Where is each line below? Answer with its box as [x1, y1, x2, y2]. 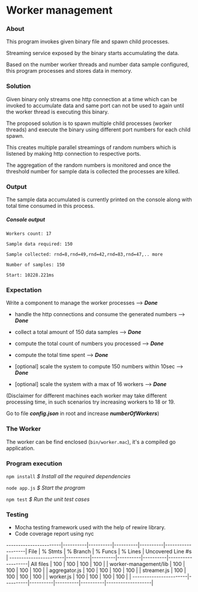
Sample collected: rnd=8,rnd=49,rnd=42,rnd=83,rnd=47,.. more [6, 252, 163, 258]
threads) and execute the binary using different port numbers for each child [6, 126, 191, 133]
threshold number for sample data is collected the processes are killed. [6, 168, 180, 175]
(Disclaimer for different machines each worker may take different [6, 392, 167, 400]
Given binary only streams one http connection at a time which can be [6, 95, 178, 102]
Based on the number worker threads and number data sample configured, [6, 61, 189, 68]
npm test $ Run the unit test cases [6, 496, 90, 503]
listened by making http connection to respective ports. [6, 150, 141, 157]
